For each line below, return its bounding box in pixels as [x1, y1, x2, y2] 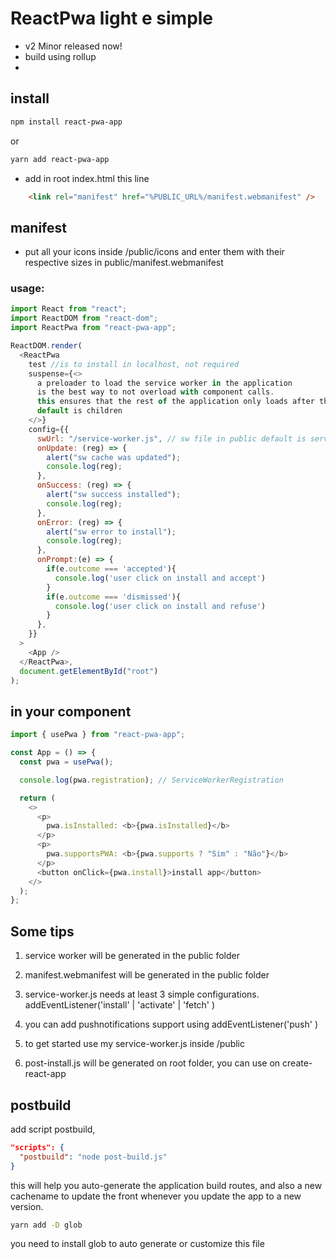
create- [282, 1057, 313, 1069]
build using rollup [24, 50, 97, 62]
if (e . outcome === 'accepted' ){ [46, 564, 177, 574]
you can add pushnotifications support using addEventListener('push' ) [24, 1018, 319, 1031]
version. [10, 1200, 44, 1212]
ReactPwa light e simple [10, 7, 214, 30]
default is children [36, 406, 123, 416]
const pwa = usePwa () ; [19, 757, 114, 767]
